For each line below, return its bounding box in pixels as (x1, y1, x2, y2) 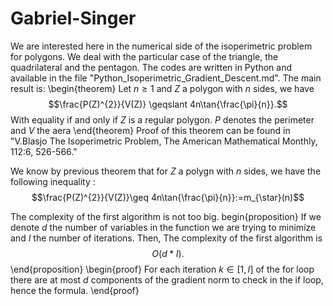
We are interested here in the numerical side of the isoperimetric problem (10, 40, 313, 52)
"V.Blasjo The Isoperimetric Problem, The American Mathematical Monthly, (10, 135, 318, 147)
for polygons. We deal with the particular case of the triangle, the (10, 50, 279, 62)
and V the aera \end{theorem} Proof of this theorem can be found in (10, 124, 291, 136)
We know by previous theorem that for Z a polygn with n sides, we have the (10, 165, 322, 177)
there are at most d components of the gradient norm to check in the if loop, (10, 273, 324, 286)
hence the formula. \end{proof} (10, 284, 140, 296)
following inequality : (10, 175, 96, 187)
